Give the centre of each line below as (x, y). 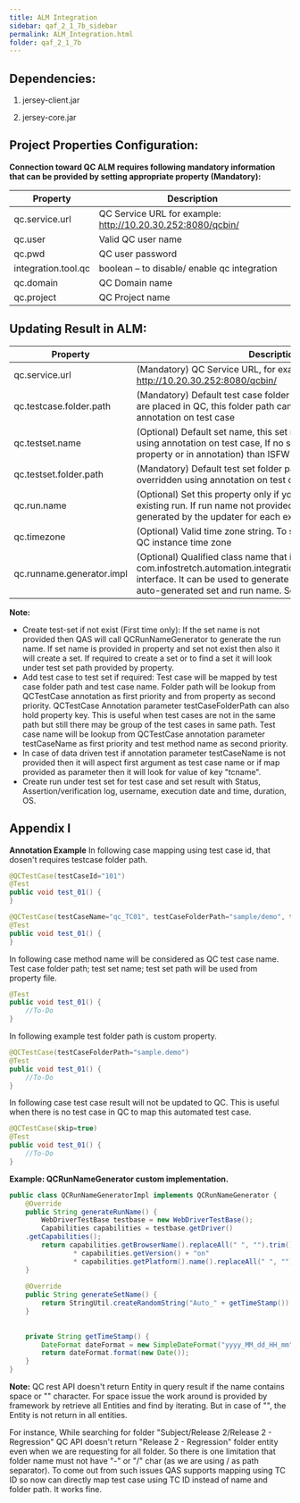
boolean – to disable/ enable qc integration (188, 268)
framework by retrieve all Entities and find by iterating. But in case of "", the (148, 1406)
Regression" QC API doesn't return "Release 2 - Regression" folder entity (144, 1442)
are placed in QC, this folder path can (214, 405)
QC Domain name (136, 282)
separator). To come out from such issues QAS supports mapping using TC (147, 1470)
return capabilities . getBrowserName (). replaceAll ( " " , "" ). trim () (167, 1245)
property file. (33, 978)
